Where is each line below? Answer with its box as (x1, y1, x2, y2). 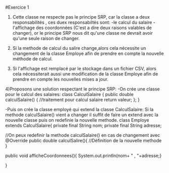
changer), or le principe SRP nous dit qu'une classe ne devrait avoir (12, 30, 153, 36)
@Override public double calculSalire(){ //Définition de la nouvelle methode (5, 138, 162, 143)
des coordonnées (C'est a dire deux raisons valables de (36, 25, 152, 31)
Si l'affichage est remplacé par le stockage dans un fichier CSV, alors (12, 65, 156, 71)
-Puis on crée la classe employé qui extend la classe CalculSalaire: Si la (5, 107, 154, 112)
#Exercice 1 (5, 5, 29, 10)
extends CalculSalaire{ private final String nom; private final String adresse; (5, 123, 162, 128)
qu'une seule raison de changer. (12, 35, 80, 41)
